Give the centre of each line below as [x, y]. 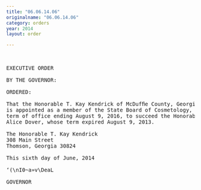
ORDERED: [19, 92]
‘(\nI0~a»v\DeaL [30, 170]
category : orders [28, 23]
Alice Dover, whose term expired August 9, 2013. [80, 122]
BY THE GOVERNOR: [31, 80]
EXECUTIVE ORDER [30, 68]
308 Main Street [30, 140]
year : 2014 [20, 28]
